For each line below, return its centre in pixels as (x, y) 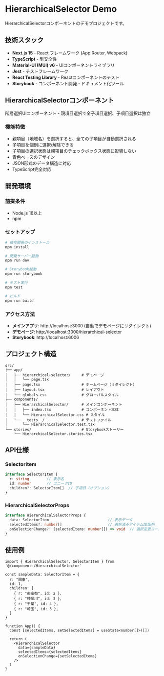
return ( (18, 639)
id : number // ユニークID (41, 483)
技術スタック (24, 40)
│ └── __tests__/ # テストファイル (58, 420)
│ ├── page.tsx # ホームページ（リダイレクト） (71, 385)
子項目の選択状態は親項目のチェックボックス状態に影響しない (74, 151)
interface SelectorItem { (31, 474)
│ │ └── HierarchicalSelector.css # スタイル (55, 415)
